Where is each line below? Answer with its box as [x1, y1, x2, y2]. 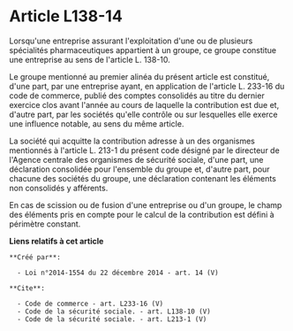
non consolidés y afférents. [9, 182, 109, 193]
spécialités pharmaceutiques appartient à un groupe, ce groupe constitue [9, 44, 276, 55]
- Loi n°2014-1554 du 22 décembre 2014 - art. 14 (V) [17, 268, 219, 277]
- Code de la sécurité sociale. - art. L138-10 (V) [17, 307, 212, 316]
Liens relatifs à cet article [9, 235, 104, 246]
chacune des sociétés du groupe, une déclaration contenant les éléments [9, 173, 276, 183]
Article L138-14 [9, 6, 124, 27]
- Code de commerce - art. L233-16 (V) [17, 299, 164, 308]
